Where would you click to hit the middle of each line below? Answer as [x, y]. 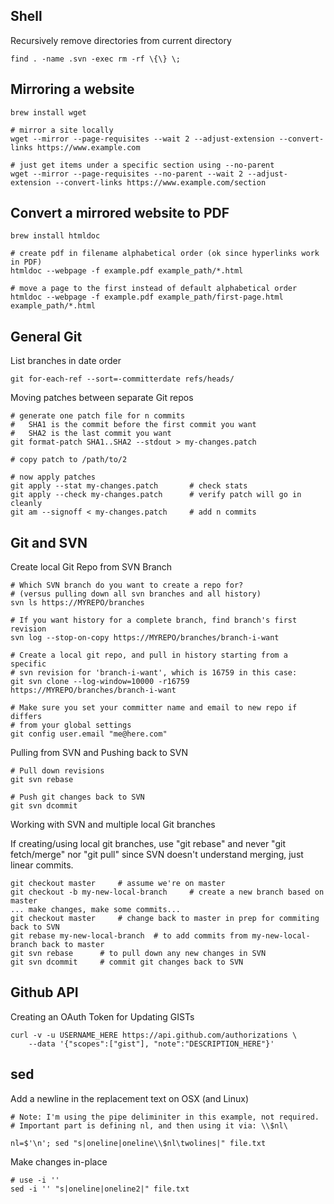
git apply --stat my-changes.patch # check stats [129, 486]
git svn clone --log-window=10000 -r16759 [100, 682]
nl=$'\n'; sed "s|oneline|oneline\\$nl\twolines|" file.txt [138, 1143]
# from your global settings [71, 725]
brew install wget [48, 112]
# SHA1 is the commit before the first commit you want [133, 425]
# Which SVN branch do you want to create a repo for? [127, 585]
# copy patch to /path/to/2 [69, 460]
